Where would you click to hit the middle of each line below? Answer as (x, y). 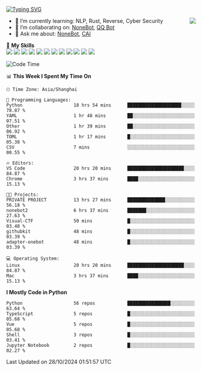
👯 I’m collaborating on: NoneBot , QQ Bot (65, 27)
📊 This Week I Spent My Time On (49, 76)
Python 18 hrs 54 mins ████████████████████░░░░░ (101, 105)
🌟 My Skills (20, 45)
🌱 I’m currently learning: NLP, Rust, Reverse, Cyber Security (89, 21)
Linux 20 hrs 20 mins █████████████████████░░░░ (101, 265)
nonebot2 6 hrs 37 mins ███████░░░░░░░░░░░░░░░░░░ (101, 210)
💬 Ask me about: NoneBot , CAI (53, 34)
